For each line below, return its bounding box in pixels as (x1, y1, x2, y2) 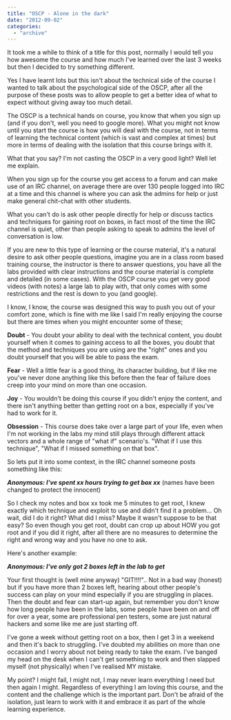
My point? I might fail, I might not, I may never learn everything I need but (7, 676, 215, 684)
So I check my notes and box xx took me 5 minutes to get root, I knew (7, 499, 205, 508)
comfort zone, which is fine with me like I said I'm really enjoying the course (7, 310, 223, 319)
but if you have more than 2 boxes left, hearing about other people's (7, 583, 201, 592)
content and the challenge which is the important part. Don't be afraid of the (7, 690, 224, 699)
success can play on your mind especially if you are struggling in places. (7, 590, 214, 599)
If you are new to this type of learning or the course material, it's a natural (7, 246, 216, 254)
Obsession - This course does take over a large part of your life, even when (7, 422, 223, 431)
